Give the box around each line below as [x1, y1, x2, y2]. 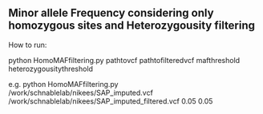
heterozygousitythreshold [8, 64, 94, 73]
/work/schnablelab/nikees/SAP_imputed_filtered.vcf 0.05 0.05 [8, 96, 213, 106]
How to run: [8, 40, 47, 49]
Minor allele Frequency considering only [8, 6, 214, 20]
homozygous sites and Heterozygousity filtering [8, 19, 255, 33]
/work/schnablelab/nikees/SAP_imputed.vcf [8, 88, 154, 97]
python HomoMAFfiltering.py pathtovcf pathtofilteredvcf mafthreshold [8, 55, 241, 65]
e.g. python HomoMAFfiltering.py [8, 79, 119, 88]
